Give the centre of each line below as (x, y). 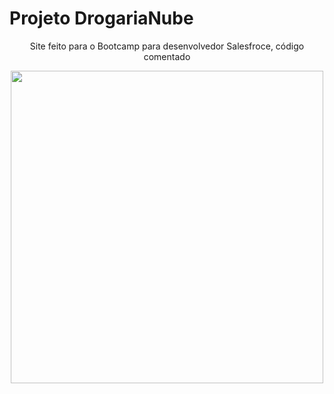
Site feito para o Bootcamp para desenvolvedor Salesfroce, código (167, 46)
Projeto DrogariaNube (101, 18)
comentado (167, 56)
